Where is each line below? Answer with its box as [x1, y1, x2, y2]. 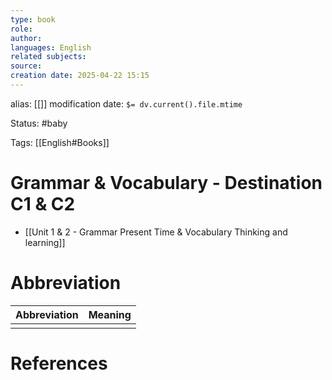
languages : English [10, 42, 92, 53]
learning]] [24, 236, 66, 248]
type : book [10, 14, 56, 25]
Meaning [88, 307, 132, 321]
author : [10, 33, 43, 43]
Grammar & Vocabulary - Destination [10, 172, 323, 195]
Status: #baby [10, 117, 68, 129]
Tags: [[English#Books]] [10, 136, 110, 148]
